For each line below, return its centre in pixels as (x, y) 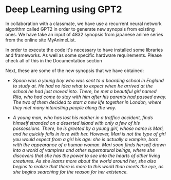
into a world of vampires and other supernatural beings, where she (84, 150)
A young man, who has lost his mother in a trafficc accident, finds (83, 117)
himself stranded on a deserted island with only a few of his (76, 123)
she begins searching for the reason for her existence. (70, 172)
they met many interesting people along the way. (64, 107)
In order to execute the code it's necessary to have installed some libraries (84, 50)
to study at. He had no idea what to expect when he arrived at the (83, 86)
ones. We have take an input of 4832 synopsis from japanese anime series (84, 34)
